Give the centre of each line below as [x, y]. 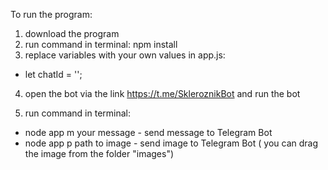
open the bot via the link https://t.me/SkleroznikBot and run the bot [162, 93]
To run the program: [51, 14]
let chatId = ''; [53, 74]
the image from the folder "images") [99, 153]
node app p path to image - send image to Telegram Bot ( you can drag [171, 143]
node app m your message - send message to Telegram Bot [148, 132]
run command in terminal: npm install [101, 44]
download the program [72, 33]
